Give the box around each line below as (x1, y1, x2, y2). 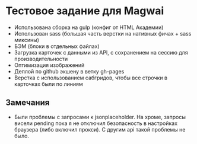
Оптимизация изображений (14, 61, 85, 69)
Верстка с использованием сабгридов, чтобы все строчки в (14, 74, 167, 81)
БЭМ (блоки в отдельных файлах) (14, 43, 100, 50)
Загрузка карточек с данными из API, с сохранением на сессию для (14, 49, 188, 56)
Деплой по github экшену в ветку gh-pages (14, 68, 125, 75)
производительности (14, 55, 68, 62)
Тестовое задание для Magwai (5, 4, 164, 18)
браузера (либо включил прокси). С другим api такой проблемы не (14, 126, 186, 133)
